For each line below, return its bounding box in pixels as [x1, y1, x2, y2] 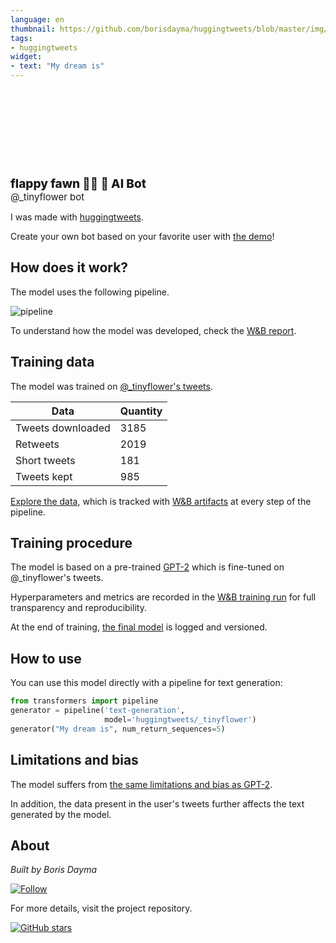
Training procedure [10, 535, 133, 552]
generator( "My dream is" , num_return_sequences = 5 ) [10, 724, 226, 734]
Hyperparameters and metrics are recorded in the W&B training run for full [10, 591, 317, 603]
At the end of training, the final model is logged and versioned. [10, 621, 268, 633]
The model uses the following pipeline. [10, 286, 170, 298]
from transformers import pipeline [10, 696, 159, 706]
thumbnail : [10, 24, 56, 34]
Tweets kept [15, 469, 73, 483]
